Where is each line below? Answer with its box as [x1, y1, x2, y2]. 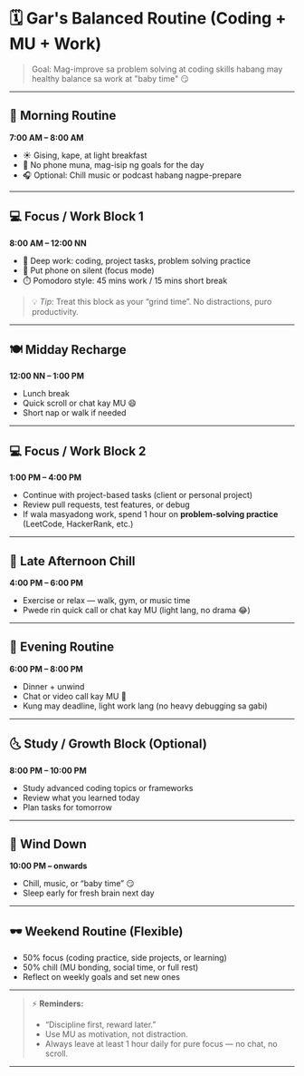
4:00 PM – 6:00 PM [9, 578, 84, 588]
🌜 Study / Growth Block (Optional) [9, 737, 208, 752]
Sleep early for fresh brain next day [22, 887, 156, 899]
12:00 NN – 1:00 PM [9, 370, 84, 382]
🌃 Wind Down [9, 836, 88, 852]
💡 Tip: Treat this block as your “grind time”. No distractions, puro [31, 296, 272, 307]
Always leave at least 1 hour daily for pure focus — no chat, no [44, 1039, 278, 1050]
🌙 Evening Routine [9, 640, 115, 655]
